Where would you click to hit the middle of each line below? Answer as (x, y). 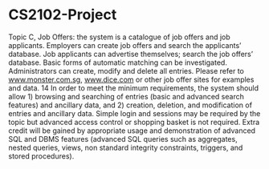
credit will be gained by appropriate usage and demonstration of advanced (132, 131)
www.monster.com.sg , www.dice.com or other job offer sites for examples (131, 79)
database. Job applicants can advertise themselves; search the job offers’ (131, 54)
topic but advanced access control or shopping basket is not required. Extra (134, 122)
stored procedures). (41, 156)
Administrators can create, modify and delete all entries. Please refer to (126, 70)
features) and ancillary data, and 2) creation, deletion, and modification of (130, 105)
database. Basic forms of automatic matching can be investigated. (118, 62)
